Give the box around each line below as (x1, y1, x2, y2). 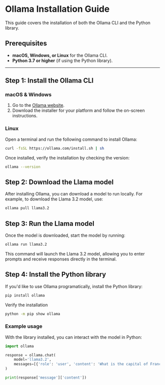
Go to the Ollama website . (12, 102, 65, 108)
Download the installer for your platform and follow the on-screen (12, 107, 145, 114)
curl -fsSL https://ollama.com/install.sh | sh (5, 146, 105, 151)
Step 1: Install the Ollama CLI (5, 76, 94, 85)
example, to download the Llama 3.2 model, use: (5, 196, 103, 202)
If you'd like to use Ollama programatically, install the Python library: (5, 283, 143, 289)
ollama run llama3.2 (5, 242, 48, 247)
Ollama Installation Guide (5, 3, 110, 15)
